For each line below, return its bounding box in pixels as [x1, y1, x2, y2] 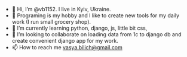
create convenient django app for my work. [11, 37, 118, 44]
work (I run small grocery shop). [11, 18, 91, 25]
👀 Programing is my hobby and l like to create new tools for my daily [11, 12, 180, 19]
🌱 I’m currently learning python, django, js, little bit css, [11, 24, 148, 31]
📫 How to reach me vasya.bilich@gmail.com [11, 44, 122, 50]
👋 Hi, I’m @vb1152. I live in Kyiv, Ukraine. [11, 6, 111, 12]
